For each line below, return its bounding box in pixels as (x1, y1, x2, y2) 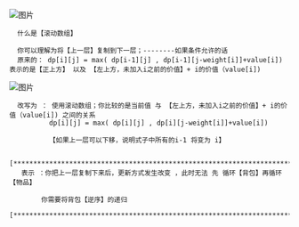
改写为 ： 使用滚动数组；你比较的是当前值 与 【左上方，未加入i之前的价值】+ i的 (17, 101, 281, 110)
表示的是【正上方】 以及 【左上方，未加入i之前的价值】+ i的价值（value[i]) (9, 65, 262, 74)
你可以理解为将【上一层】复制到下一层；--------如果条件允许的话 (17, 46, 229, 55)
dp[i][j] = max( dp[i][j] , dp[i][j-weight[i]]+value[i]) (48, 118, 269, 127)
